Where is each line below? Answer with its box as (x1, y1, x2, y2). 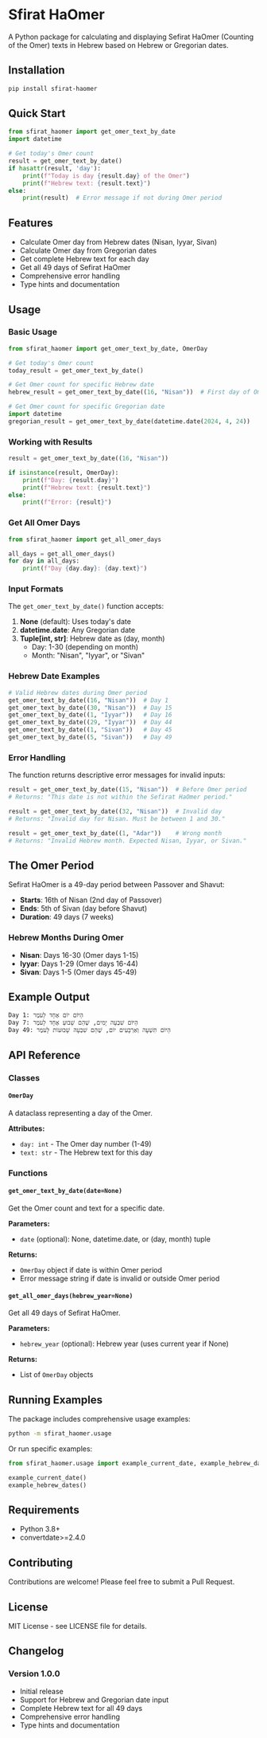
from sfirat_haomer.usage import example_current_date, (8, 1459, 197, 1467)
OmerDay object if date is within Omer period (19, 1265, 163, 1274)
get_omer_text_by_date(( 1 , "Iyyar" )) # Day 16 (8, 711, 172, 719)
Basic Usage (8, 327, 58, 338)
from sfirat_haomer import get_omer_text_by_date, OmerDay (8, 344, 208, 352)
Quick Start (8, 107, 66, 120)
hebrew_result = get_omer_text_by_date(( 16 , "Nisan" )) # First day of (8, 388, 250, 396)
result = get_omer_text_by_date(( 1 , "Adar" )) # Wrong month (8, 829, 222, 838)
